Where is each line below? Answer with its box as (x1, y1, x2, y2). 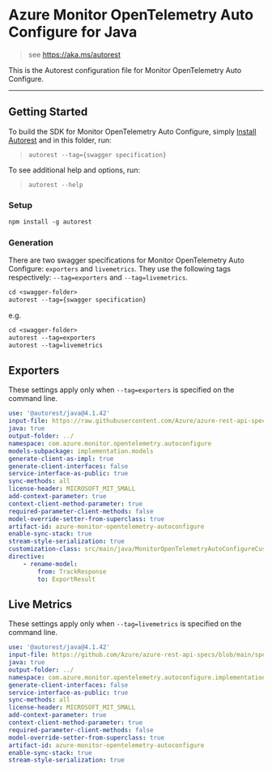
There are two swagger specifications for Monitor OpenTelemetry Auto (8, 255, 244, 265)
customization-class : (8, 545, 82, 553)
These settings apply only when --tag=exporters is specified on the (8, 385, 235, 395)
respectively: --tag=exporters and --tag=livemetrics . (8, 273, 189, 283)
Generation (8, 237, 54, 248)
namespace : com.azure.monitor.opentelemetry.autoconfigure (8, 439, 212, 447)
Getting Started (8, 105, 88, 119)
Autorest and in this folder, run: (8, 135, 112, 145)
